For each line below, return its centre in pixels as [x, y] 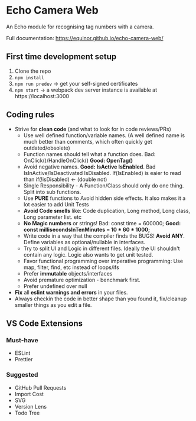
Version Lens [31, 406]
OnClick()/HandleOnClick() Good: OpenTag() [78, 160]
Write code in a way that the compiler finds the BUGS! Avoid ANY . [104, 236]
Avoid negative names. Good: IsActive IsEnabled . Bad [89, 167]
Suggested [22, 375]
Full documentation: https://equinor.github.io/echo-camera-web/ [85, 38]
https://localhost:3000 [42, 96]
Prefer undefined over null [55, 286]
